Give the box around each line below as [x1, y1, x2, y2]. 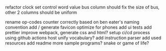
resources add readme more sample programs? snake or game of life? [5, 40, 149, 46]
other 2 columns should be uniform [5, 9, 77, 15]
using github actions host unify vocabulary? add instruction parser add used [5, 35, 162, 41]
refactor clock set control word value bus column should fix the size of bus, [5, 4, 160, 10]
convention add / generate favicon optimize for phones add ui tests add [5, 24, 152, 30]
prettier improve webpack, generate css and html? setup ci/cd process [5, 30, 150, 35]
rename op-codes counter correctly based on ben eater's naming [5, 19, 140, 25]
